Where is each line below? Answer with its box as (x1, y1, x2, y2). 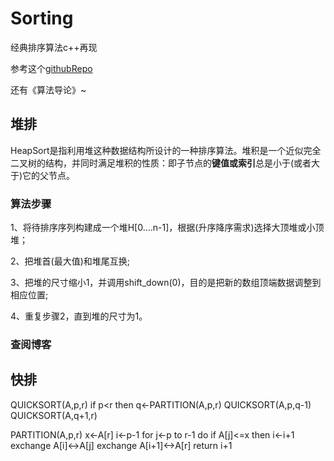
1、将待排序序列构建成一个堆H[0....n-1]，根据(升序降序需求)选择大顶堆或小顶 (10, 222, 325, 234)
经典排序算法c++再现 (10, 41, 98, 53)
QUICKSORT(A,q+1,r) (10, 409, 98, 421)
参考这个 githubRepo (10, 62, 93, 74)
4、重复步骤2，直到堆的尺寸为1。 (10, 310, 148, 322)
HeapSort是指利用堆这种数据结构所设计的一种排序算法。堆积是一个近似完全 (10, 144, 322, 156)
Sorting (10, 7, 74, 30)
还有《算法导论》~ (10, 83, 87, 96)
